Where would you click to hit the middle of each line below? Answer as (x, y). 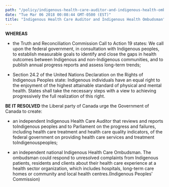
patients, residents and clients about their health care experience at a (84, 163)
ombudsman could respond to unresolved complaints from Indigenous (85, 158)
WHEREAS (16, 34)
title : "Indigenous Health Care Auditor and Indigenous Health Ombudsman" (85, 19)
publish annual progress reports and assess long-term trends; (77, 65)
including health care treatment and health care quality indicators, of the (87, 132)
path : (11, 10)
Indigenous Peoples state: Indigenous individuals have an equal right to (86, 80)
